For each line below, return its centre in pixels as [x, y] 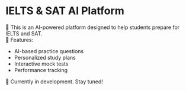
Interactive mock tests [41, 64]
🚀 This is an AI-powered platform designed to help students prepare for [93, 27]
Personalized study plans [45, 57]
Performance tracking [41, 70]
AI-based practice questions [49, 51]
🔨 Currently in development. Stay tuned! [54, 82]
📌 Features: [20, 40]
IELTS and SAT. [24, 33]
